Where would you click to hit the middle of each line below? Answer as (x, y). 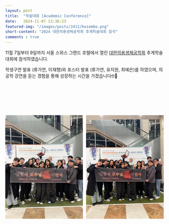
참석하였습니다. (33, 59)
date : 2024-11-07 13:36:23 (36, 21)
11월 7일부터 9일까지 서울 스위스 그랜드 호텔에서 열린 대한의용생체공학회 (75, 52)
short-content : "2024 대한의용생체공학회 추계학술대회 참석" (62, 32)
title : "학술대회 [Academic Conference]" (48, 16)
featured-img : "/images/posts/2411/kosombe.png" (57, 27)
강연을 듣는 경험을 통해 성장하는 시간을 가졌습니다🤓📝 (66, 76)
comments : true (22, 37)
